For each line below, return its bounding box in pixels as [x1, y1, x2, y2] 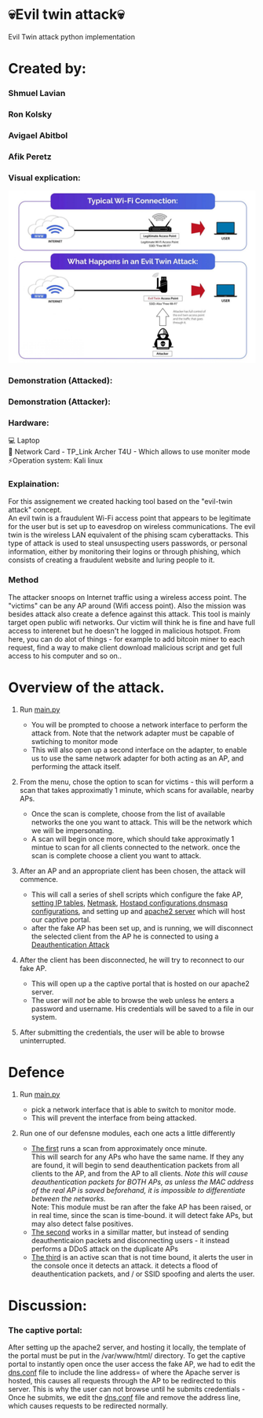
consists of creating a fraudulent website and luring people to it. [8, 555, 215, 565]
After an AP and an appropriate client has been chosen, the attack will [19, 866, 246, 876]
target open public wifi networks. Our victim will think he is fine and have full [8, 617, 255, 627]
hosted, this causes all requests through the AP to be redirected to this [8, 1376, 237, 1386]
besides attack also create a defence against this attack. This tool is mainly [8, 609, 251, 619]
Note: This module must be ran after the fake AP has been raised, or [31, 1202, 252, 1212]
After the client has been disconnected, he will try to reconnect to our [19, 955, 245, 964]
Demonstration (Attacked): [8, 376, 113, 387]
